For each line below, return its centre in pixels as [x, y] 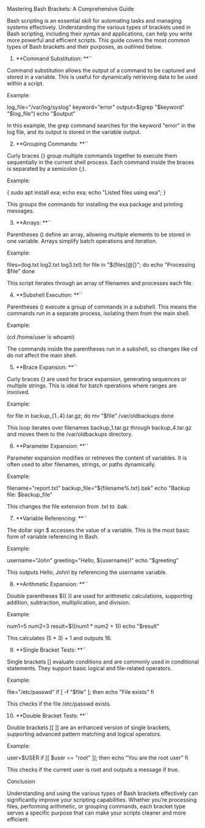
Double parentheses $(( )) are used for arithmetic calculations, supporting [100, 596]
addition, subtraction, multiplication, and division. [69, 602]
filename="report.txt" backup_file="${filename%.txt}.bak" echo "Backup [99, 488]
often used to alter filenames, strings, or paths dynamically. [81, 464]
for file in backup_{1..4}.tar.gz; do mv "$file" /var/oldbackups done [91, 416]
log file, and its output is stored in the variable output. [74, 132]
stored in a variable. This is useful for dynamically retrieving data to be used [102, 77]
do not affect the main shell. [42, 355]
